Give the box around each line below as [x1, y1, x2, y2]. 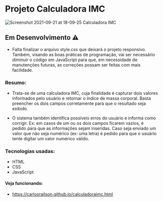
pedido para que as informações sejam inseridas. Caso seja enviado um [12, 125, 156, 132]
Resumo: [5, 79, 27, 86]
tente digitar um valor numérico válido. [12, 136, 90, 142]
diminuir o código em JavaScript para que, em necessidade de [12, 57, 138, 63]
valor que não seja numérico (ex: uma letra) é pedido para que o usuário [12, 131, 157, 136]
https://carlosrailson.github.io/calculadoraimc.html [12, 191, 113, 197]
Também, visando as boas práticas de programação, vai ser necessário [12, 51, 155, 57]
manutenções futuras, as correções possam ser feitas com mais [12, 62, 141, 67]
